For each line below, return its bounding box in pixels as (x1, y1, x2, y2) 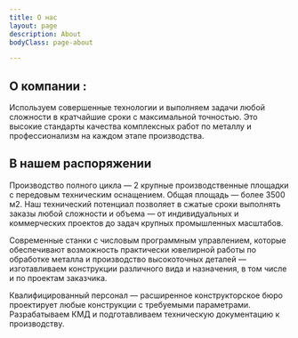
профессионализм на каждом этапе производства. (9, 131, 205, 141)
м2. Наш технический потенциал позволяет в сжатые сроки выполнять (9, 198, 281, 209)
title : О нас (9, 12, 58, 22)
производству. (9, 318, 65, 329)
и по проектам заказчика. (9, 272, 108, 283)
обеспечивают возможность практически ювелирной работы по (9, 244, 256, 254)
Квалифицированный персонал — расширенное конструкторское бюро (9, 290, 283, 301)
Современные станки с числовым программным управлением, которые (9, 235, 286, 245)
